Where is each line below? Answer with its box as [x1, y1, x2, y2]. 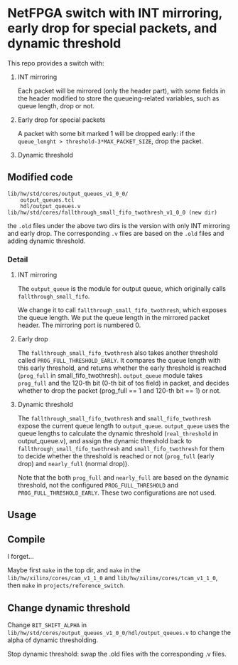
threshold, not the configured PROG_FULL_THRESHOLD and [17, 481, 179, 490]
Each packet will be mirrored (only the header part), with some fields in [17, 86, 226, 95]
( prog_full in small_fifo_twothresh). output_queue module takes [17, 371, 203, 380]
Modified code [7, 171, 73, 183]
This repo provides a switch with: [7, 58, 104, 67]
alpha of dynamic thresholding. [7, 636, 99, 644]
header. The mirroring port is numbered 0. [17, 321, 141, 329]
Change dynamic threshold [7, 602, 131, 614]
